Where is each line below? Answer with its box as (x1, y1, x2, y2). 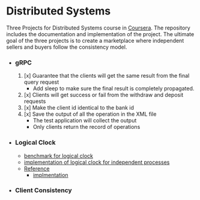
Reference (23, 164, 50, 172)
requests (23, 98, 46, 105)
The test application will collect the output (32, 117, 137, 124)
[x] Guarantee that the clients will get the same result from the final (23, 72, 190, 80)
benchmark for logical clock (23, 152, 94, 159)
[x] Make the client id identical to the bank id (23, 104, 134, 111)
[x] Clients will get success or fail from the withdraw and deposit (23, 92, 184, 99)
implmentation (32, 171, 68, 178)
